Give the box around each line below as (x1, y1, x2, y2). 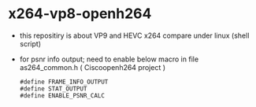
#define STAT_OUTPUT (19, 84, 87, 93)
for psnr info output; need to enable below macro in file (19, 54, 199, 64)
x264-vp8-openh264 (8, 5, 152, 23)
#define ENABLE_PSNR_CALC (19, 91, 105, 99)
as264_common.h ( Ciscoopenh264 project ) (19, 62, 166, 72)
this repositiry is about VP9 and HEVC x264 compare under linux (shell (19, 31, 250, 40)
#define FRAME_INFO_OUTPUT (19, 78, 109, 86)
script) (19, 39, 42, 48)
